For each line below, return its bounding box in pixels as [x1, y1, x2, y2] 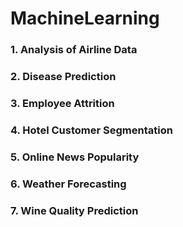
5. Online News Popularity [10, 150, 140, 164]
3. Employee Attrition [10, 96, 115, 110]
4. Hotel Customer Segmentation [10, 123, 173, 137]
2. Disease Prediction [10, 70, 117, 84]
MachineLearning [10, 7, 160, 30]
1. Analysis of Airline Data [10, 43, 138, 57]
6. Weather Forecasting [10, 177, 127, 191]
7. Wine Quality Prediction [10, 203, 139, 217]
